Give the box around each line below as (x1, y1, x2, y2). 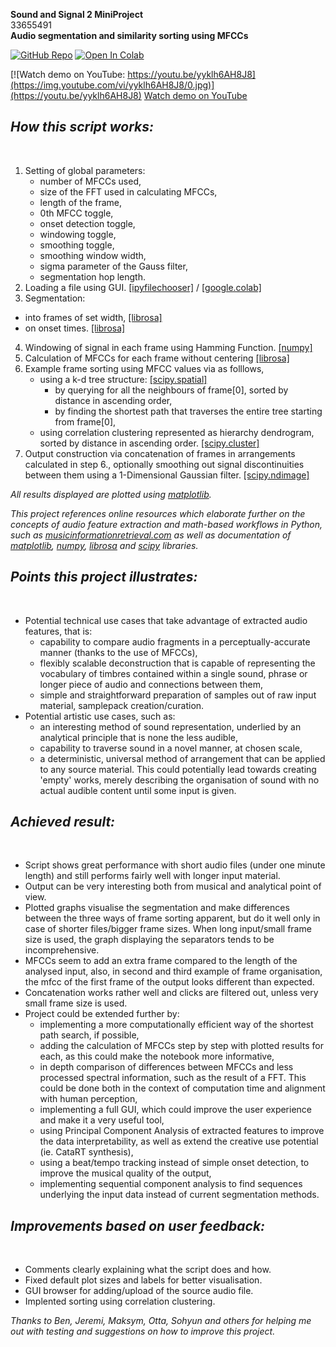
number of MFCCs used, (39, 175, 142, 187)
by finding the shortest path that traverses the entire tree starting (54, 405, 323, 417)
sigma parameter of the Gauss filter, (39, 260, 188, 272)
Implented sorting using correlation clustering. (24, 1295, 216, 1308)
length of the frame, (39, 196, 123, 208)
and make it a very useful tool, (39, 1114, 165, 1126)
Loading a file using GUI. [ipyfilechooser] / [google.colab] (24, 281, 262, 293)
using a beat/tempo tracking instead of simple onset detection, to (39, 1157, 310, 1169)
